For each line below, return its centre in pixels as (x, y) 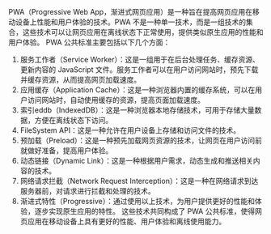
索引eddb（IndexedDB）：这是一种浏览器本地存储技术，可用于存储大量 (137, 110)
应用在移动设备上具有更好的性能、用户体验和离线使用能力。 (127, 221)
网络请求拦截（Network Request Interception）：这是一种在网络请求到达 (139, 181)
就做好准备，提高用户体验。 (66, 151)
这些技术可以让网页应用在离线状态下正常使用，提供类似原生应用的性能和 (143, 32)
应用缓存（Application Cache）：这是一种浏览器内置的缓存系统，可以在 (138, 90)
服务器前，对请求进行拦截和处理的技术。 (87, 191)
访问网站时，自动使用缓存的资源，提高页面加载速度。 (116, 100)
